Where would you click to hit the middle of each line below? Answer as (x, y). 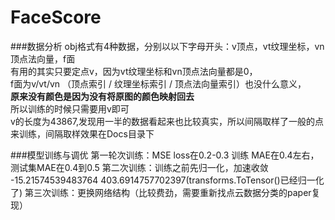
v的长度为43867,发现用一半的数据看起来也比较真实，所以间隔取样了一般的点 (167, 121)
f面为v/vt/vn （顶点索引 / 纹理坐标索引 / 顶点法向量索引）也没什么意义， (158, 83)
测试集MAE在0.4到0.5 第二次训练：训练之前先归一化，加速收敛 (139, 167)
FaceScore (56, 17)
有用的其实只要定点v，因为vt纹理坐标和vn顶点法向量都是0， (134, 71)
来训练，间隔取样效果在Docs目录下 (82, 133)
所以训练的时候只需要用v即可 (70, 108)
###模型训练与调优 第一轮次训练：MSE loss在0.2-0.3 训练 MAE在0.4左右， (165, 155)
